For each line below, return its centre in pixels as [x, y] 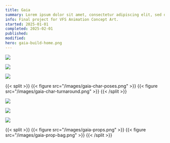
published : [17, 33]
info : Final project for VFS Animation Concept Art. [62, 19]
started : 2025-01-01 [27, 24]
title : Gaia [18, 10]
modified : [16, 39]
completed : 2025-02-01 [29, 29]
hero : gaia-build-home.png [34, 43]
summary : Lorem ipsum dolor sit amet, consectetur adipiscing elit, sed [83, 15]
